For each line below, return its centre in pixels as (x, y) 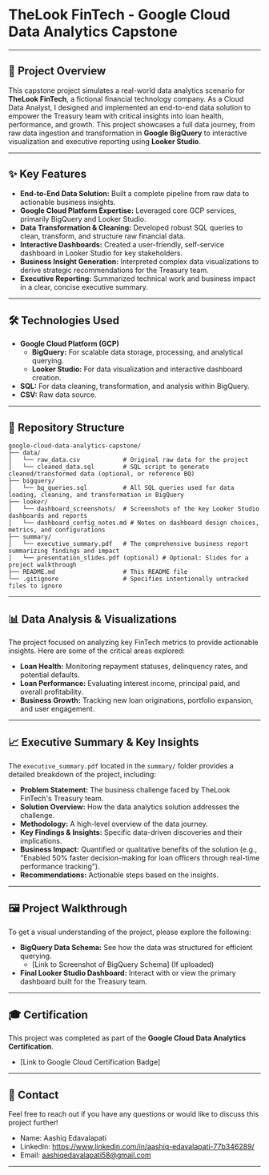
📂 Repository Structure (66, 427)
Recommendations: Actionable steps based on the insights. (119, 875)
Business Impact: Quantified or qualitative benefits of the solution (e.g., (139, 849)
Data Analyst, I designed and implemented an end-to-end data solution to (129, 107)
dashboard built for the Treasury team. (84, 981)
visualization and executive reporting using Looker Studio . (105, 141)
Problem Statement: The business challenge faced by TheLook (125, 789)
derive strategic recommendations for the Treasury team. (114, 270)
